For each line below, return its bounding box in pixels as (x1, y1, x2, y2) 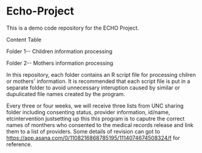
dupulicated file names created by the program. (6, 90, 126, 97)
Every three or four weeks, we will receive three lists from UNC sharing (6, 102, 184, 109)
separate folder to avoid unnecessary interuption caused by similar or (6, 83, 180, 91)
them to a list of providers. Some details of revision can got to (6, 128, 161, 135)
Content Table (6, 36, 42, 43)
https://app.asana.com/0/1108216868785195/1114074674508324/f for (6, 134, 180, 142)
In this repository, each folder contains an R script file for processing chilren (6, 71, 196, 78)
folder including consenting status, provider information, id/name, (6, 108, 170, 116)
